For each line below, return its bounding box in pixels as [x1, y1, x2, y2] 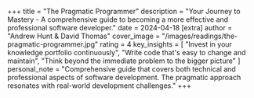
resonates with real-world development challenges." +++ [7, 81, 192, 90]
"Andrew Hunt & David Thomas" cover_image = [7, 31, 161, 40]
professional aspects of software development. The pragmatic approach [7, 73, 241, 82]
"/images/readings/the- [161, 31, 238, 40]
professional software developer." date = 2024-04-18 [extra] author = [7, 23, 233, 32]
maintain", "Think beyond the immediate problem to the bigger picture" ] [7, 56, 241, 65]
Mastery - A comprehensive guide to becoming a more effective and [7, 15, 229, 24]
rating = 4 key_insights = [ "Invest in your [100, 40, 233, 49]
